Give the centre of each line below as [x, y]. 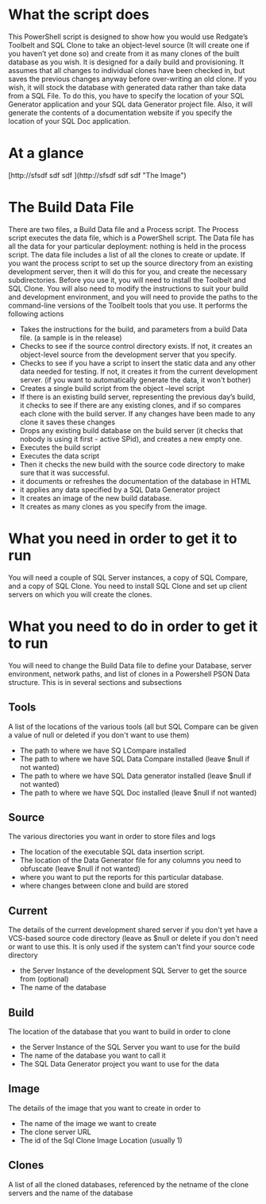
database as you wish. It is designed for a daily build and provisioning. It [126, 62]
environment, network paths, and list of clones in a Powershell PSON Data [129, 674]
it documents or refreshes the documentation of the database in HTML [135, 481]
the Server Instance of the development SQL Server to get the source [133, 970]
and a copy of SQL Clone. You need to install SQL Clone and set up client [128, 586]
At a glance [46, 153]
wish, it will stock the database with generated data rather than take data [127, 87]
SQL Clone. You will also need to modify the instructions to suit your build [128, 288]
